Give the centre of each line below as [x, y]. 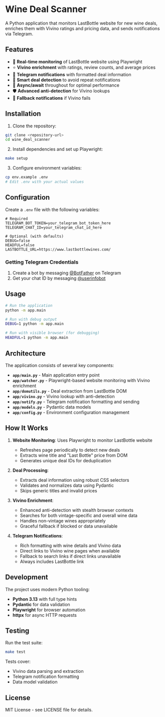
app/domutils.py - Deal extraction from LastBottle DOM [69, 391]
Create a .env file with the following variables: [52, 210]
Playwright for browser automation [49, 610]
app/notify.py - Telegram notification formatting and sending [76, 402]
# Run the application [29, 305]
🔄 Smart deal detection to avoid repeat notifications [66, 80]
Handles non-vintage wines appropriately [63, 520]
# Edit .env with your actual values [45, 182]
